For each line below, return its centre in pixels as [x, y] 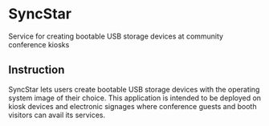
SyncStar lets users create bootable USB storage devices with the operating [134, 89]
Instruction [37, 70]
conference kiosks [39, 44]
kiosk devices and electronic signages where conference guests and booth [132, 106]
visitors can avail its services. [57, 115]
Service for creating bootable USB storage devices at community [116, 36]
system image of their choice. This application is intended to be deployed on [135, 98]
